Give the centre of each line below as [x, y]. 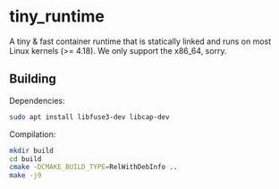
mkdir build [31, 150]
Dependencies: [37, 100]
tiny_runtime [57, 17]
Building [33, 79]
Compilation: [33, 134]
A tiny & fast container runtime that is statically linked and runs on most [140, 41]
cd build [25, 159]
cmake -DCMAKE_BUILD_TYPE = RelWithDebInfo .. [93, 168]
